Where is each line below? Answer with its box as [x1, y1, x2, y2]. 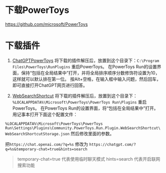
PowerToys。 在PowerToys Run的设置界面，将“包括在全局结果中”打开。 [12, 105, 159, 111]
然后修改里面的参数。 [70, 130, 114, 136]
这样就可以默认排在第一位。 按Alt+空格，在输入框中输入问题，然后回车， [12, 76, 161, 82]
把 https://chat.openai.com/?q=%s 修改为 [5, 141, 88, 147]
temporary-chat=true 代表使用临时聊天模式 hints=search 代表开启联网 [17, 156, 160, 162]
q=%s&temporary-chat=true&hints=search [5, 147, 88, 152]
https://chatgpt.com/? [89, 142, 136, 147]
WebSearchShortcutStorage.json [5, 131, 70, 136]
